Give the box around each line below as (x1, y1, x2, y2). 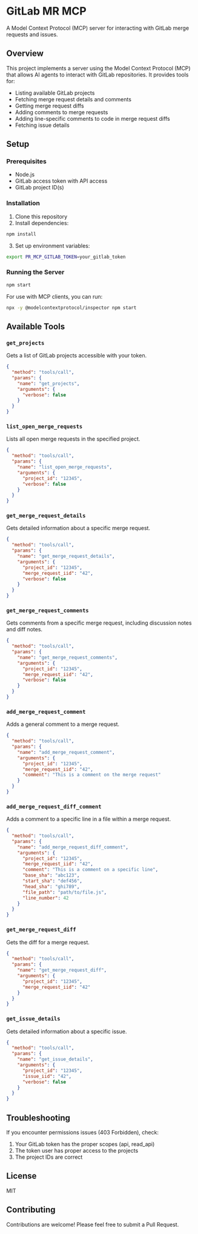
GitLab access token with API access (15, 177, 108, 185)
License (6, 1171, 37, 1181)
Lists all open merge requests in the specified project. (6, 435, 140, 442)
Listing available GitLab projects (15, 89, 95, 97)
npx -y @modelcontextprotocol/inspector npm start (6, 305, 137, 311)
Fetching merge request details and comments (15, 95, 132, 103)
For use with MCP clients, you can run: (6, 293, 103, 300)
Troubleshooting (6, 1113, 71, 1123)
